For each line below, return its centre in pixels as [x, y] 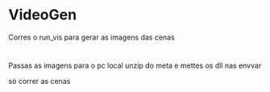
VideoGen [43, 15]
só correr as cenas [39, 82]
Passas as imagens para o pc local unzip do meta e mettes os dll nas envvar [135, 65]
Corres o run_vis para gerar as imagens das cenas [91, 37]
